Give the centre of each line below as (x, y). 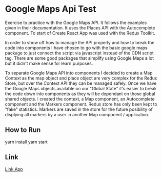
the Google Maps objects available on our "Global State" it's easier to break (81, 88)
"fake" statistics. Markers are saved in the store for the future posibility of (79, 109)
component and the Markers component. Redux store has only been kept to (81, 104)
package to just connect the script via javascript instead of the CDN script (79, 53)
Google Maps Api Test (51, 9)
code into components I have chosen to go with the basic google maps (76, 48)
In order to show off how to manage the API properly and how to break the (80, 42)
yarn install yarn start (26, 142)
